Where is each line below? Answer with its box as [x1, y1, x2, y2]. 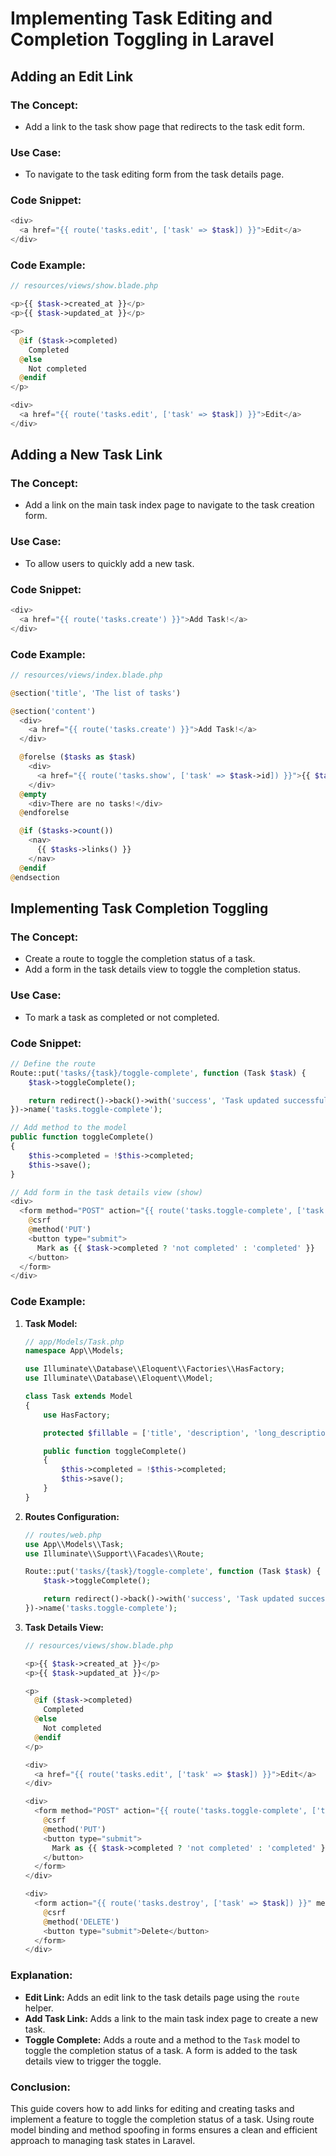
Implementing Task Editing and [10, 7, 273, 30]
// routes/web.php [24, 1530, 102, 1540]
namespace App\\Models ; [24, 1346, 125, 1356]
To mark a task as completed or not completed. [24, 1011, 220, 1023]
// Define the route [10, 1058, 97, 1069]
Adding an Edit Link [10, 68, 134, 85]
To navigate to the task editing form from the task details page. [24, 168, 285, 181]
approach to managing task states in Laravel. [10, 2134, 196, 2146]
